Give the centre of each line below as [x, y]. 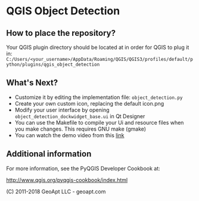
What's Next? [32, 83]
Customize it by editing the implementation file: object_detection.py [99, 97]
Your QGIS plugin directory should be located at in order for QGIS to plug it [98, 47]
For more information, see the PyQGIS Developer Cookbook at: [83, 168]
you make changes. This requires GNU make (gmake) [80, 129]
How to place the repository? [61, 33]
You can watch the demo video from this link [69, 135]
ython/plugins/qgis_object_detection [53, 64]
